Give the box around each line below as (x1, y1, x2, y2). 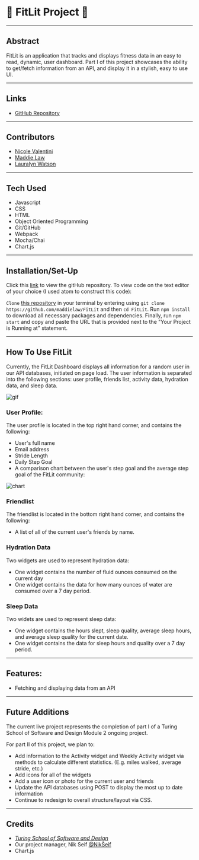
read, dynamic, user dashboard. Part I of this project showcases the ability (6, 58, 188, 65)
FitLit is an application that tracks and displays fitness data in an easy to (6, 52, 182, 59)
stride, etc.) (14, 765, 43, 772)
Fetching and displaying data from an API (14, 684, 115, 692)
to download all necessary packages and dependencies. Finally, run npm (6, 312, 182, 319)
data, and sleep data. (6, 382, 58, 389)
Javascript (14, 199, 41, 206)
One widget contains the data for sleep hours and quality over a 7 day (14, 640, 185, 646)
